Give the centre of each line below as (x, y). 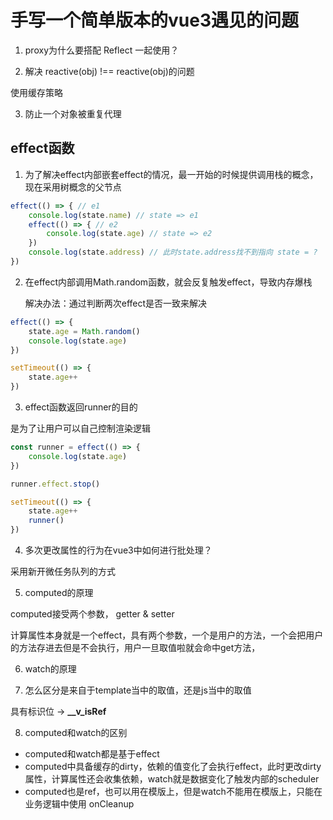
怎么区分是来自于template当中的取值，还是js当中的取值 (138, 690)
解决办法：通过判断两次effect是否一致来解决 (116, 303)
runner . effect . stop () (55, 484)
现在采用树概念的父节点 (73, 187)
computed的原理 (59, 592)
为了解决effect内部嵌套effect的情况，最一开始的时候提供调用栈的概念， (171, 174)
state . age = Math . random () (84, 331)
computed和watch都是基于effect (92, 754)
